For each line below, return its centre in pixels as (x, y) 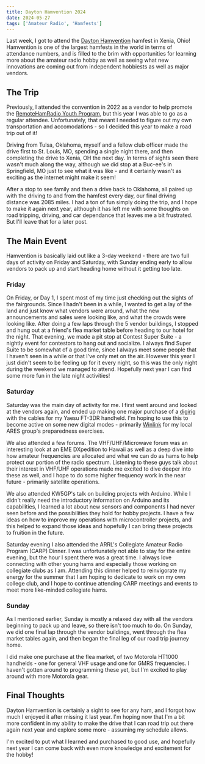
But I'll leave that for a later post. (47, 222)
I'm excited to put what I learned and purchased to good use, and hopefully (101, 741)
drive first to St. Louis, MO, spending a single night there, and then (90, 152)
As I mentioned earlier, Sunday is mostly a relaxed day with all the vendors (100, 619)
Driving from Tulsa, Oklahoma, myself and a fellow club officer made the (97, 145)
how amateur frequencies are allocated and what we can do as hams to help (102, 455)
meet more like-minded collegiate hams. (57, 590)
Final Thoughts (36, 695)
